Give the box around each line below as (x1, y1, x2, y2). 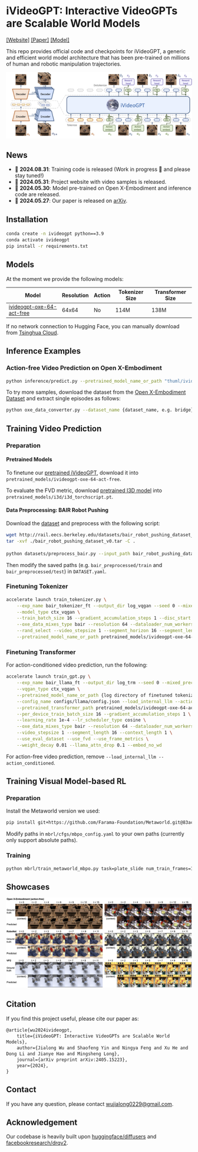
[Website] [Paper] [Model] (6, 36, 70, 43)
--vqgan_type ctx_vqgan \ (16, 686, 81, 693)
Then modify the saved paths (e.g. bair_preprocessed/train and (6, 561, 163, 568)
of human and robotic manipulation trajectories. (6, 60, 122, 67)
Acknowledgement (6, 1117, 78, 1127)
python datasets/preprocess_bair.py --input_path (6, 551, 131, 556)
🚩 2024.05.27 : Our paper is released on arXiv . (14, 197, 128, 205)
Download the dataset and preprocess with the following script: (6, 520, 160, 527)
